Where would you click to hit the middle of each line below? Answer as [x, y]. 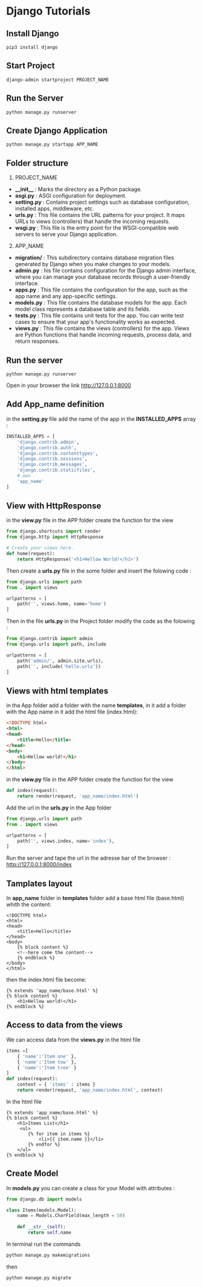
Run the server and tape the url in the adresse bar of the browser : [88, 858]
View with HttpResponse [54, 506]
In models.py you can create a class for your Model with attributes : [90, 1188]
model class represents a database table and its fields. [83, 309]
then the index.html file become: [46, 980]
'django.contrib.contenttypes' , [58, 453]
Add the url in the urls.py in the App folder [59, 808]
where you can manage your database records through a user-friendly [103, 277]
